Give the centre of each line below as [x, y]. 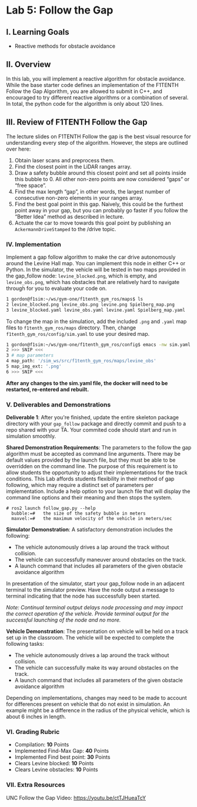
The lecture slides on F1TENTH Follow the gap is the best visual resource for [98, 136]
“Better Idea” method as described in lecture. [69, 216]
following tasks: [25, 644]
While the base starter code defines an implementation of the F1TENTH [92, 85]
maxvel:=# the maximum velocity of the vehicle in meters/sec [92, 519]
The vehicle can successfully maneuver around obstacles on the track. [100, 560]
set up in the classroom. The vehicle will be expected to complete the [90, 638]
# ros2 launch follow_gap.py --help [51, 508]
